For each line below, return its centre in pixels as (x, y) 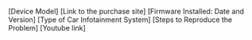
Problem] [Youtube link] (47, 28)
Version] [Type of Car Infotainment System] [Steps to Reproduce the (120, 20)
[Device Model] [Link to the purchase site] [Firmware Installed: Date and (126, 11)
